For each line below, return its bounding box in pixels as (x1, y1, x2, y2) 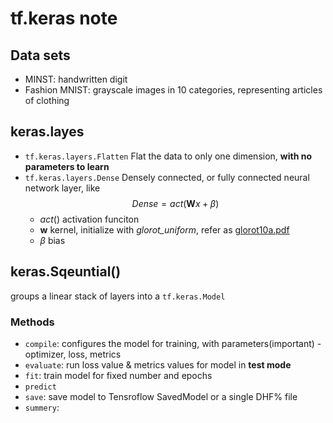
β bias (39, 234, 66, 246)
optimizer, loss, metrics (24, 348, 122, 360)
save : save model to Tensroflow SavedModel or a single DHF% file (24, 390, 298, 402)
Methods (10, 315, 55, 329)
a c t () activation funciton (39, 213, 140, 225)
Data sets (10, 47, 71, 64)
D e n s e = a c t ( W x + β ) (131, 197, 220, 209)
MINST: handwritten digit (24, 73, 128, 85)
